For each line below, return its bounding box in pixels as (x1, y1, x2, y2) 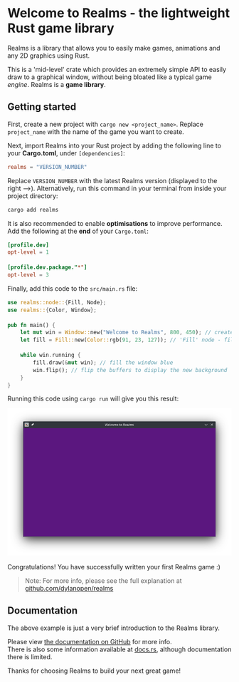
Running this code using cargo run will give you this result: (7, 394, 179, 403)
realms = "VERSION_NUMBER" (7, 163, 87, 170)
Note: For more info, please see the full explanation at (24, 576, 183, 585)
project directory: (7, 191, 58, 200)
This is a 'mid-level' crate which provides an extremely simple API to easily (7, 65, 226, 73)
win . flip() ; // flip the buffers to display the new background (33, 366, 228, 373)
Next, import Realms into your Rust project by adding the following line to (7, 141, 222, 150)
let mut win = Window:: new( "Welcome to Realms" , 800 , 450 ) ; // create (20, 329, 234, 336)
